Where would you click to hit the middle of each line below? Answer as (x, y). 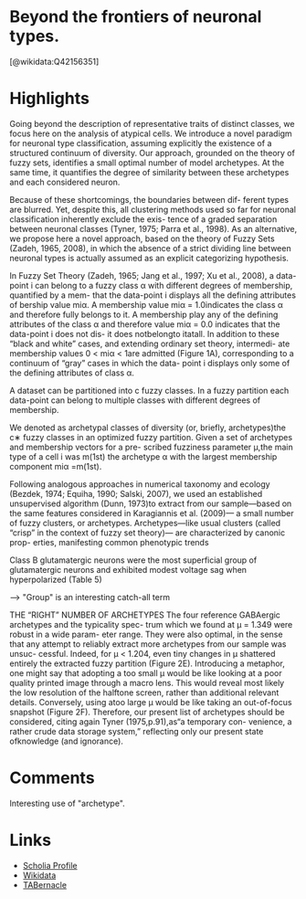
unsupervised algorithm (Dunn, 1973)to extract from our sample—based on (151, 503)
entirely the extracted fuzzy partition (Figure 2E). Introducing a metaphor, (148, 663)
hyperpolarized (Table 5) (56, 579)
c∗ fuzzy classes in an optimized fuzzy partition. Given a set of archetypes (151, 437)
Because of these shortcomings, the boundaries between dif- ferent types (149, 199)
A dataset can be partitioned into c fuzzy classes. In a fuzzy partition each (149, 390)
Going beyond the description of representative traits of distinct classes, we (152, 123)
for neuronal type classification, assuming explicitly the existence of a (141, 143)
